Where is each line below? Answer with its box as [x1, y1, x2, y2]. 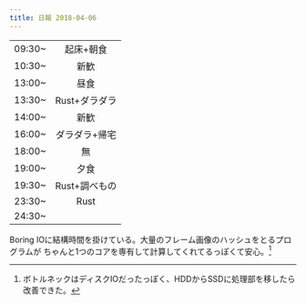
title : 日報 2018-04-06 [9, 13, 97, 23]
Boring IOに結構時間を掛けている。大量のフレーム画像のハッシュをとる [9, 234, 276, 245]
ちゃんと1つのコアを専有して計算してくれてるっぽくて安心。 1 [43, 244, 271, 257]
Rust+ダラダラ [55, 94, 117, 106]
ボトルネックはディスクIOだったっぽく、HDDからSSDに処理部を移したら [22, 274, 296, 285]
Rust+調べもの [55, 179, 117, 192]
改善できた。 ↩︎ [22, 285, 80, 296]
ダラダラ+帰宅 [55, 128, 117, 141]
